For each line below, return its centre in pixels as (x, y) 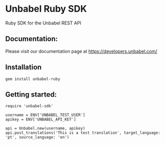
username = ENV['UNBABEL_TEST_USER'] (45, 115)
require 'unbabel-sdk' (29, 106)
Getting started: (31, 94)
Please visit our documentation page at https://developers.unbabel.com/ (81, 51)
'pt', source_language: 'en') (37, 137)
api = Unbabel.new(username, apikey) (45, 128)
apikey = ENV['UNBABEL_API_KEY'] (41, 120)
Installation (23, 67)
